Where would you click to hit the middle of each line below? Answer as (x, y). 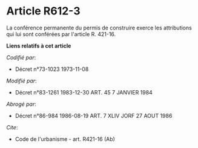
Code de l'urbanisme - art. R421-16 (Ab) (65, 139)
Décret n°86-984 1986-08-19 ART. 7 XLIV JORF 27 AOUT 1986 (94, 116)
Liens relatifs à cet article (39, 46)
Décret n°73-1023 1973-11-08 (52, 69)
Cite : (12, 127)
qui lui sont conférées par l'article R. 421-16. (61, 34)
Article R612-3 (43, 11)
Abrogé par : (21, 104)
